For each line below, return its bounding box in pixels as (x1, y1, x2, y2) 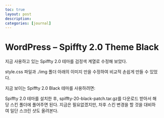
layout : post (5, 12, 32, 17)
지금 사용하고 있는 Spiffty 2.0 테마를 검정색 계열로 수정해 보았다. (5, 59, 127, 64)
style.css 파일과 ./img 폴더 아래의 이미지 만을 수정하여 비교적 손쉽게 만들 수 (5, 69, 149, 75)
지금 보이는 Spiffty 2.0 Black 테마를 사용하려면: (5, 85, 96, 91)
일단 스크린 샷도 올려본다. (10, 108, 59, 114)
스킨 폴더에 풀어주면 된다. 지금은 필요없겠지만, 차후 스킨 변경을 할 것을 (10, 102, 143, 108)
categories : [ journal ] (5, 20, 51, 26)
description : (5, 16, 32, 21)
